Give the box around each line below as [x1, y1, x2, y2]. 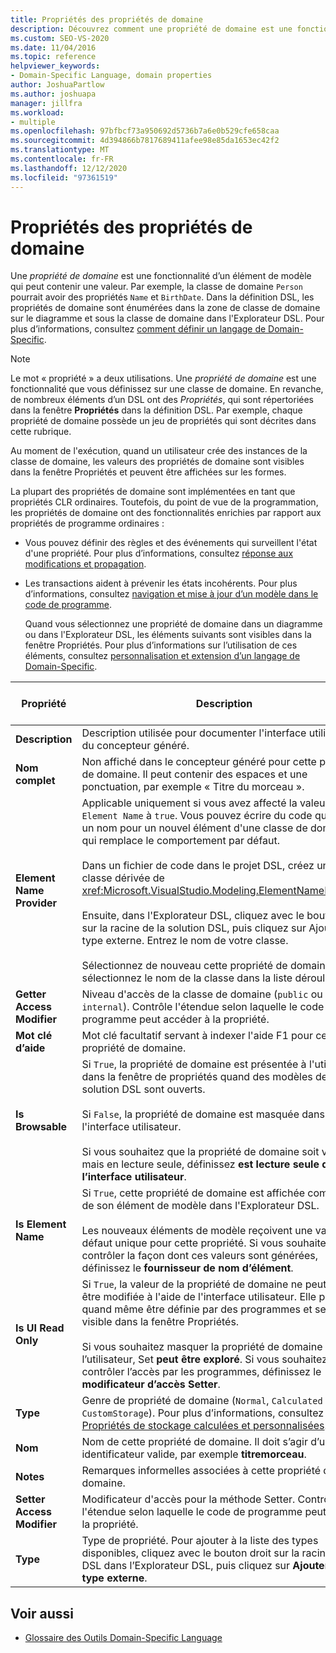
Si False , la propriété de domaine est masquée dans [81, 1107, 325, 1121]
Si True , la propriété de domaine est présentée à [81, 1057, 307, 1071]
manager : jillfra [10, 98, 83, 108]
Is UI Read [15, 1321, 65, 1335]
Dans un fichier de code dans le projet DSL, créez [81, 859, 315, 873]
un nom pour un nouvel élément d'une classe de [81, 821, 308, 835]
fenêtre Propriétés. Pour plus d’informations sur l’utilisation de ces [24, 639, 298, 651]
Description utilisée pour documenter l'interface [81, 726, 307, 740]
